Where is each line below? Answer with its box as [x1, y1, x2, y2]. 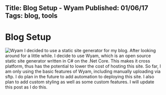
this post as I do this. [5, 84, 48, 90]
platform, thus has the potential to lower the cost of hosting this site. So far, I [5, 63, 161, 69]
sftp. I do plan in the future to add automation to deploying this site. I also [5, 74, 155, 80]
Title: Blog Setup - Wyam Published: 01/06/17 [5, 4, 149, 12]
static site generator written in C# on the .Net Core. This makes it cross [5, 58, 150, 64]
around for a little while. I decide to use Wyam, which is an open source [5, 53, 151, 59]
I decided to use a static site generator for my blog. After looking [24, 48, 156, 54]
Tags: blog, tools [5, 12, 58, 20]
